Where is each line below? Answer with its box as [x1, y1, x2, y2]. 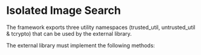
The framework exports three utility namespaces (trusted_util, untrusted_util [6, 24, 196, 31]
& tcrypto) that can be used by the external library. [6, 30, 132, 37]
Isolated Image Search [6, 4, 121, 18]
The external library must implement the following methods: [6, 42, 156, 49]
